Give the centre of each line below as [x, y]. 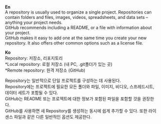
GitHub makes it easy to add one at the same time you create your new [76, 38]
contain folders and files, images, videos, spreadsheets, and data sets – [77, 17]
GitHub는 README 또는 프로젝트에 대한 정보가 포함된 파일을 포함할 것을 [73, 99]
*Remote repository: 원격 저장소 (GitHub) [45, 70]
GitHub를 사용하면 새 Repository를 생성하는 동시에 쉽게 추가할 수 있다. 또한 [76, 111]
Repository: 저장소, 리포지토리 [34, 58]
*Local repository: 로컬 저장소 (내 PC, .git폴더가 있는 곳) [59, 64]
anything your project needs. [34, 22]
